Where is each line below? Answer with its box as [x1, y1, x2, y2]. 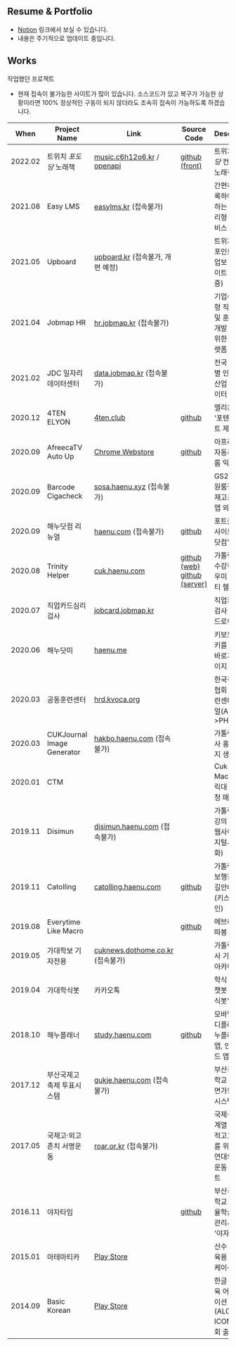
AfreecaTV [46, 442, 83, 452]
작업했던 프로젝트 [7, 74, 55, 83]
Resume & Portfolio [7, 6, 93, 18]
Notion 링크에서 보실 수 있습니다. [17, 25, 108, 34]
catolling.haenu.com [93, 882, 162, 892]
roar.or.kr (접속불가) [93, 1141, 158, 1151]
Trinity [46, 561, 68, 571]
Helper [46, 570, 70, 580]
